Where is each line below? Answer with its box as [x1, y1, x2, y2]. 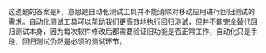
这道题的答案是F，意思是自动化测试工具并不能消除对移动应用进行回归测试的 [8, 7, 256, 16]
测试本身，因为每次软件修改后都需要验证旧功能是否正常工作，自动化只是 [14, 27, 251, 36]
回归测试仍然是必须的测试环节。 [21, 36, 127, 46]
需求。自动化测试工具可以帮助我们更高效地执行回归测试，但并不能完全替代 [8, 17, 251, 26]
